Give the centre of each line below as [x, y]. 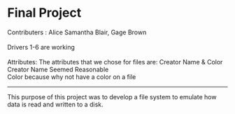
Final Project [44, 13]
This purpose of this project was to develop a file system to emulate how [112, 97]
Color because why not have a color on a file [72, 77]
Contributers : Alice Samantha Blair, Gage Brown [77, 32]
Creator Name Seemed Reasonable [58, 69]
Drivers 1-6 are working [41, 47]
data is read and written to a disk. [55, 104]
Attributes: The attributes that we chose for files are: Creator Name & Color [115, 62]
